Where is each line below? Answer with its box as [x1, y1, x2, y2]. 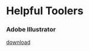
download [6, 39, 31, 46]
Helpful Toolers [6, 4, 84, 18]
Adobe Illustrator [6, 26, 56, 34]
